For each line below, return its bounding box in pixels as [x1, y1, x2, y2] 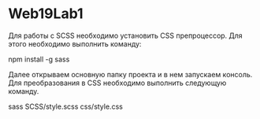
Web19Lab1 [8, 5, 84, 23]
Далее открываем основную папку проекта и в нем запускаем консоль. [8, 69, 253, 79]
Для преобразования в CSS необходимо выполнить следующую [8, 78, 227, 87]
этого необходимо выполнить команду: [8, 39, 142, 48]
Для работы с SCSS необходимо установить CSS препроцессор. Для [8, 31, 243, 40]
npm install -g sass [8, 54, 70, 64]
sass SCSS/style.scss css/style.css [8, 102, 124, 111]
